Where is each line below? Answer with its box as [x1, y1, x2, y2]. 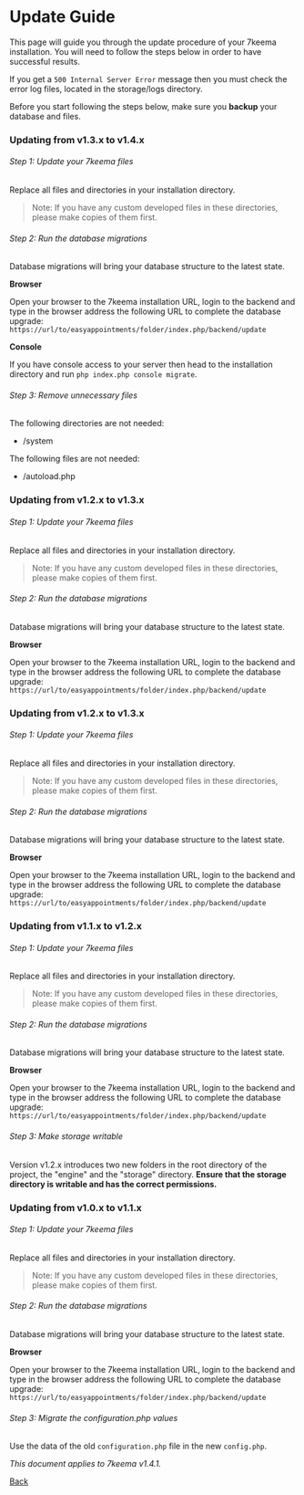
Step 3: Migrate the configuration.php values [9, 1412, 178, 1423]
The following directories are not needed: [9, 418, 165, 429]
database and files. [9, 110, 82, 121]
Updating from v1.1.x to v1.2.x [9, 920, 143, 933]
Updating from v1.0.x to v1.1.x [9, 1201, 143, 1214]
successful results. [9, 56, 80, 67]
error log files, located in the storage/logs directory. [9, 83, 203, 94]
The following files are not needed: [9, 454, 140, 465]
